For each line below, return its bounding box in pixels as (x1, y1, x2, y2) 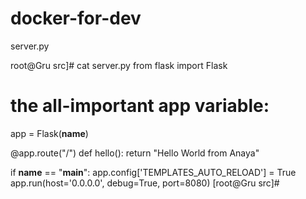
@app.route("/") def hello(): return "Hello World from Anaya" (10, 147, 260, 159)
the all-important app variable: (10, 95, 270, 117)
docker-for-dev (10, 7, 142, 30)
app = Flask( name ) (10, 127, 89, 139)
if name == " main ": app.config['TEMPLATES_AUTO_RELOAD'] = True (10, 166, 297, 178)
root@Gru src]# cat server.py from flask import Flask (10, 59, 228, 71)
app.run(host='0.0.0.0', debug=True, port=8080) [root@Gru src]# (10, 177, 280, 189)
